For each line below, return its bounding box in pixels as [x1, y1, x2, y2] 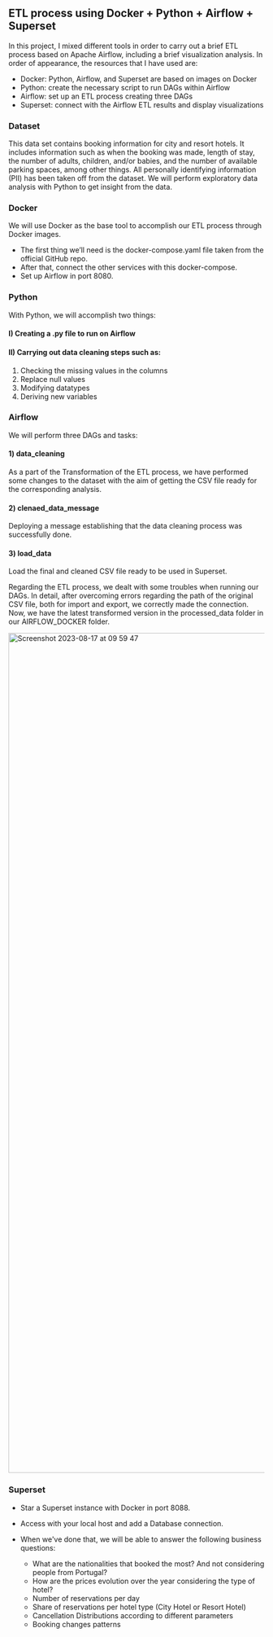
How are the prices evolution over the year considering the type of [32, 1576, 256, 1586]
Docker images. [8, 230, 61, 239]
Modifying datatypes [19, 383, 90, 393]
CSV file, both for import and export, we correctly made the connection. [8, 599, 249, 609]
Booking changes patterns [32, 1619, 121, 1629]
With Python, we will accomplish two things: [8, 309, 156, 320]
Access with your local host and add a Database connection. [19, 1518, 223, 1528]
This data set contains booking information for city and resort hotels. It [8, 138, 245, 149]
